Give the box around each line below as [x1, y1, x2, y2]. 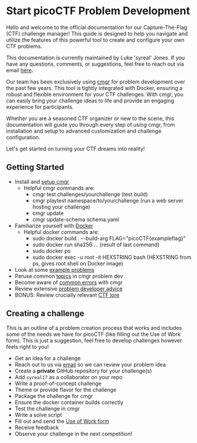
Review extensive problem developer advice [14, 285, 123, 292]
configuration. [6, 133, 40, 140]
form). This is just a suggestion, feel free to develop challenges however [6, 336, 182, 344]
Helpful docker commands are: [23, 228, 99, 235]
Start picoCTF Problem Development [6, 4, 190, 18]
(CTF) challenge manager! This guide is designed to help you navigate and [6, 30, 188, 37]
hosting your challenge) [32, 203, 91, 210]
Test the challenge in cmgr [14, 405, 80, 412]
